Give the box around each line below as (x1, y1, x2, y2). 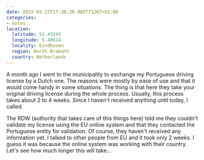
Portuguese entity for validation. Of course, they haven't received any (6, 127, 181, 135)
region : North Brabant (12, 48, 69, 55)
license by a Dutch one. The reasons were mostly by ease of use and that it (6, 77, 195, 84)
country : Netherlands (12, 54, 67, 60)
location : (6, 25, 32, 32)
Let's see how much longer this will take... (6, 147, 111, 154)
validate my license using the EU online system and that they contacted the (6, 121, 195, 128)
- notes (6, 20, 26, 26)
